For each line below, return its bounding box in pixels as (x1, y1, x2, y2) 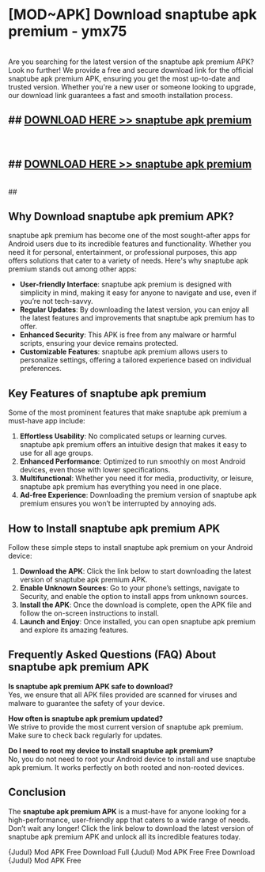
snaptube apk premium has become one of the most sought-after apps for (8, 231, 251, 241)
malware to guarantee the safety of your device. (8, 698, 165, 707)
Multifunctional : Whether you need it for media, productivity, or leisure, (19, 473, 254, 483)
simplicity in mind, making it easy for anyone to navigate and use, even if (19, 288, 257, 298)
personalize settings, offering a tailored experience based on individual (19, 355, 252, 365)
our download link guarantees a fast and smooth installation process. (8, 90, 233, 100)
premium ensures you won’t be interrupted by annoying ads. (19, 499, 217, 508)
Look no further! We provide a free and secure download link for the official (8, 65, 254, 74)
